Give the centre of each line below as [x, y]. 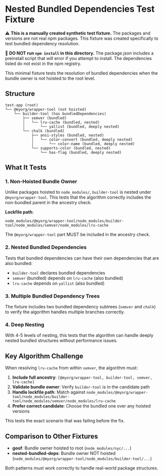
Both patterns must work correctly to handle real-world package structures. [82, 468]
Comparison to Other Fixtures [52, 436]
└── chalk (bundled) [44, 131]
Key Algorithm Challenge [44, 356]
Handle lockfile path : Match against [49, 392]
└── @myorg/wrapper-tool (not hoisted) [46, 109]
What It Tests [26, 167]
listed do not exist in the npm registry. [43, 63]
